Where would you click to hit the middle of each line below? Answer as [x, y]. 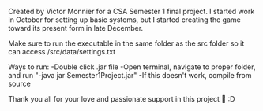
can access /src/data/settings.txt [62, 52]
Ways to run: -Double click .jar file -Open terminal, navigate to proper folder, [132, 67]
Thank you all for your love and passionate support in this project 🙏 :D [122, 99]
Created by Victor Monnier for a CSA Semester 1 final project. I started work [131, 11]
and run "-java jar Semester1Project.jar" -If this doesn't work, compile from [130, 75]
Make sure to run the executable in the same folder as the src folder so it [126, 43]
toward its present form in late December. [76, 28]
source [20, 83]
